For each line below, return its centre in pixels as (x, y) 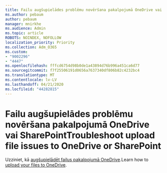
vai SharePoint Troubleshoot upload (80, 135)
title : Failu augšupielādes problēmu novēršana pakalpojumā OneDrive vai (84, 10)
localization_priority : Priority (40, 43)
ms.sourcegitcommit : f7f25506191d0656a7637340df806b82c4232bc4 (72, 71)
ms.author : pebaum (24, 15)
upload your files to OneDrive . (36, 165)
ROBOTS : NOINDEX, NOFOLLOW (33, 38)
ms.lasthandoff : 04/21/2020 (34, 84)
